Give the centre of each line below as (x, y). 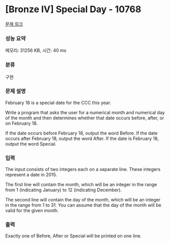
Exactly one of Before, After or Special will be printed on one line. (74, 236)
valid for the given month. (32, 211)
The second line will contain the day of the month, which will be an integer (83, 200)
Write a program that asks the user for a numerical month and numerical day (85, 112)
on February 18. (22, 123)
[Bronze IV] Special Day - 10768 (73, 9)
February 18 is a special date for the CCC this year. (58, 102)
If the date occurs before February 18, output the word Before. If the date (81, 133)
